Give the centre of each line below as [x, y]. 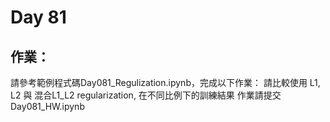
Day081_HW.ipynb [47, 106]
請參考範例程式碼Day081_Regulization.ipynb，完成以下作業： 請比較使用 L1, [165, 82]
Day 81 [38, 17]
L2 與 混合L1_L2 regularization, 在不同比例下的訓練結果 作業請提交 [146, 95]
